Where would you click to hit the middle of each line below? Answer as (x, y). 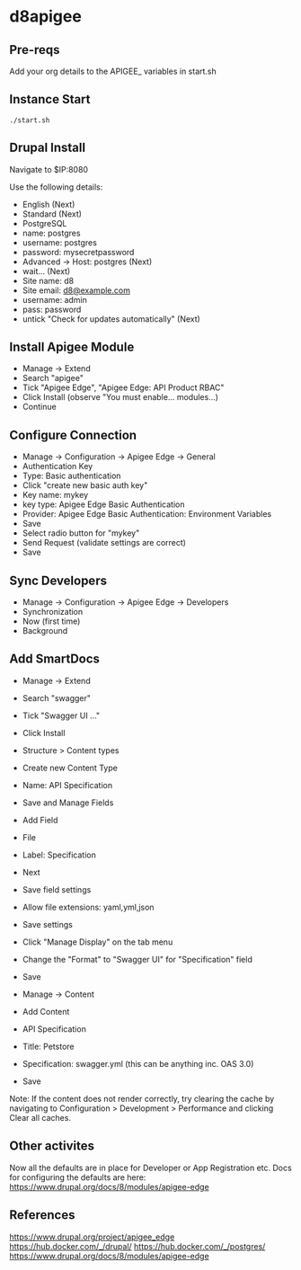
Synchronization (53, 612)
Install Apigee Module (72, 347)
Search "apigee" (53, 378)
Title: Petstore (48, 1046)
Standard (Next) (52, 214)
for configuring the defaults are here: (78, 1177)
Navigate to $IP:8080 (49, 169)
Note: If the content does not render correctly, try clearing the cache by (142, 1098)
